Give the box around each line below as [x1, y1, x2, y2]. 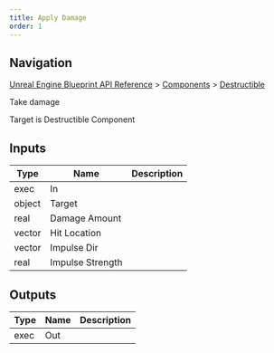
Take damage [9, 97, 61, 108]
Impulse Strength [49, 256, 123, 269]
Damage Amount [49, 212, 122, 224]
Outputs [9, 287, 57, 302]
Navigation [9, 55, 72, 71]
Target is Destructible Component [9, 114, 136, 125]
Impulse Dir [49, 242, 99, 254]
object [14, 197, 41, 210]
